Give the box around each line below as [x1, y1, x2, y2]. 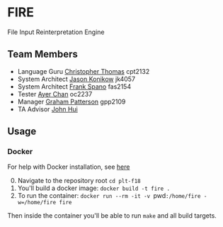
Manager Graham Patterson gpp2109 [17, 97, 126, 106]
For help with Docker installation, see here [7, 162, 130, 171]
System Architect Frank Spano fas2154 [17, 82, 132, 91]
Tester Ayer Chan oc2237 [17, 89, 93, 98]
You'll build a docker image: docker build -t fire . [17, 184, 171, 192]
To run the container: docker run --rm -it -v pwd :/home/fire [17, 192, 201, 200]
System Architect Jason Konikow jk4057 [17, 74, 136, 83]
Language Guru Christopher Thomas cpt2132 [17, 67, 150, 75]
